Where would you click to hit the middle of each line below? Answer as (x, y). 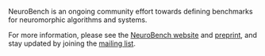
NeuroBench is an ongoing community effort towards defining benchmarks (131, 11)
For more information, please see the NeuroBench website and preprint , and (133, 35)
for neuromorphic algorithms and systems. (78, 20)
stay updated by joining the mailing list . (72, 43)
